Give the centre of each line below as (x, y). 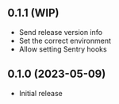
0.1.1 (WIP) (33, 13)
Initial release (40, 93)
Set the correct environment (65, 40)
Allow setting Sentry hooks (63, 49)
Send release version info (61, 32)
